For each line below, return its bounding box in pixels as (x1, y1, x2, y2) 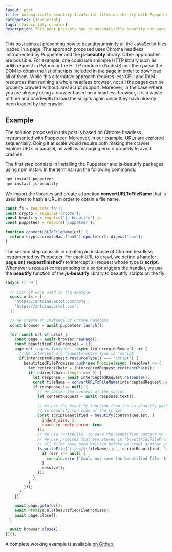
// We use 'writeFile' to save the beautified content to (37, 432, 164, 437)
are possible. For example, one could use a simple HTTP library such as (5, 57, 157, 63)
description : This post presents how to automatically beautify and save (5, 27, 166, 32)
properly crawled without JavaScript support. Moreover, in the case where (5, 84, 163, 90)
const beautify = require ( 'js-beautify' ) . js (5, 215, 102, 221)
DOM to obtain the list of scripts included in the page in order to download (5, 68, 162, 74)
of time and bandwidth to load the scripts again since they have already (5, 96, 157, 102)
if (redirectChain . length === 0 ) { (28, 370, 102, 375)
